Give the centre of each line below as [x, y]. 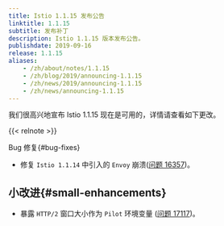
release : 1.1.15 [35, 53]
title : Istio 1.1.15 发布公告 [56, 16]
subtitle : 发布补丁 [39, 31]
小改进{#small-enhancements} [87, 193]
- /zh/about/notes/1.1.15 [66, 69]
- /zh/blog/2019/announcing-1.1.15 [83, 76]
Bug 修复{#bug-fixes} [44, 148]
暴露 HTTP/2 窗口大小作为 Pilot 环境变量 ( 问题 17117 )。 [110, 214]
